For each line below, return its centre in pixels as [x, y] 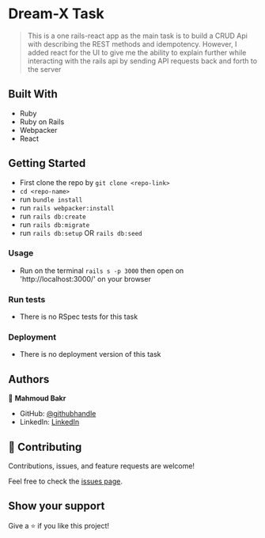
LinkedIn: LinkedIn [49, 422]
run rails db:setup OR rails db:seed [81, 233]
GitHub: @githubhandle [58, 414]
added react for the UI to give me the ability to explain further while [137, 52]
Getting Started [47, 163]
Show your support [57, 506]
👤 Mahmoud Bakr [37, 398]
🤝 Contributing [45, 447]
